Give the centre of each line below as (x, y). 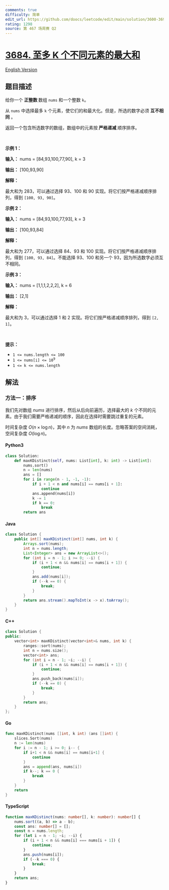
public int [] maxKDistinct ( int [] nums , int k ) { (66, 539)
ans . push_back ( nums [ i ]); (58, 679)
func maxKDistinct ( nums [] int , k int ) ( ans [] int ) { (62, 734)
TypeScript (17, 806)
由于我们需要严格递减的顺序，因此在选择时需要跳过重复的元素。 (80, 416)
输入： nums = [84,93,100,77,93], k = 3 (45, 219)
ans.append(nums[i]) (54, 493)
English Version (21, 70)
